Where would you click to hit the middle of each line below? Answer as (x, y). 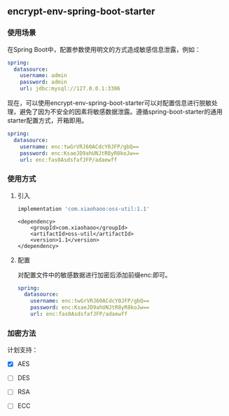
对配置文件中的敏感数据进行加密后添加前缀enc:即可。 (94, 275)
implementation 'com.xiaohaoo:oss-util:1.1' (83, 209)
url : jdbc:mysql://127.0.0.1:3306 (70, 89)
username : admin (44, 76)
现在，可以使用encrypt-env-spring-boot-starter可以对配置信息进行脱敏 (110, 103)
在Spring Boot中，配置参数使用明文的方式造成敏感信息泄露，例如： (104, 49)
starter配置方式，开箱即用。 (48, 120)
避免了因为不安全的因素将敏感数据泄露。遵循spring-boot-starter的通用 (121, 112)
